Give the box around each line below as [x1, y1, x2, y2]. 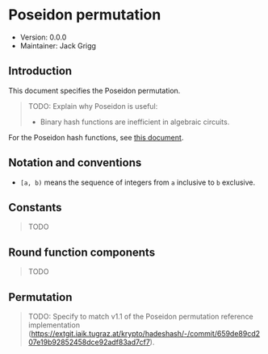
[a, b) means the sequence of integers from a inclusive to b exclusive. [19, 177, 256, 187]
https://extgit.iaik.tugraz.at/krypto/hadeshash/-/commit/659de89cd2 [31, 329, 261, 338]
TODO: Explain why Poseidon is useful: [27, 101, 158, 110]
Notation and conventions [8, 156, 142, 170]
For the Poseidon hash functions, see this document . [8, 132, 184, 142]
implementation [27, 320, 81, 330]
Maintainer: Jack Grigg [19, 40, 97, 50]
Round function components [8, 245, 156, 259]
